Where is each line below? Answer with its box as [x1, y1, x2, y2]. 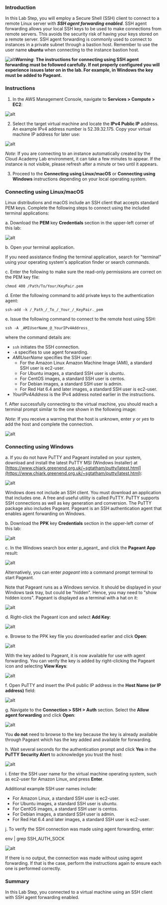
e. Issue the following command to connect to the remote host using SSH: [5, 316, 156, 322]
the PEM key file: [5, 274, 40, 280]
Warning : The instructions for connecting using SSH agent [15, 57, 139, 63]
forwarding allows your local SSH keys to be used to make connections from [5, 26, 162, 32]
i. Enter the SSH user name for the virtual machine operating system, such [5, 771, 157, 777]
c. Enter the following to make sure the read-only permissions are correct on [5, 269, 162, 275]
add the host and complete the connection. [5, 421, 93, 427]
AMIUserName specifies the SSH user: [12, 354, 92, 360]
